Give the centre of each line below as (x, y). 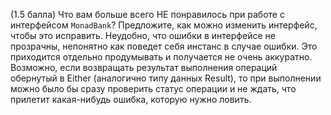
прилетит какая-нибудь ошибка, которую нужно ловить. (131, 99)
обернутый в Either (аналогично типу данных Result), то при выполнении (166, 78)
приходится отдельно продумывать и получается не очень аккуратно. (161, 57)
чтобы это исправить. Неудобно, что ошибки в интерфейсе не (143, 35)
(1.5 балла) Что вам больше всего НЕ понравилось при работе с (147, 14)
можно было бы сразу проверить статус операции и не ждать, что (153, 88)
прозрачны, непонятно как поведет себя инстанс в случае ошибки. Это (164, 46)
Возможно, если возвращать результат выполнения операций (144, 67)
